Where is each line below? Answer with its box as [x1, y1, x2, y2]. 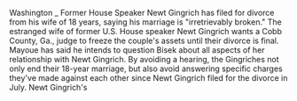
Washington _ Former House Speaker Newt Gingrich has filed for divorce [9, 8, 275, 18]
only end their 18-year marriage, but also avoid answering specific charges [9, 63, 283, 74]
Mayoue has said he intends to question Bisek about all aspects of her [9, 45, 265, 55]
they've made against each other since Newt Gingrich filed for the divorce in [9, 73, 288, 83]
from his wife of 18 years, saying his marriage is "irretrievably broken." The [9, 17, 282, 27]
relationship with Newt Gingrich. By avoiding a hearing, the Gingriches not [9, 54, 279, 64]
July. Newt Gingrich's [9, 83, 88, 92]
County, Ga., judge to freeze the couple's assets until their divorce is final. [9, 35, 279, 46]
